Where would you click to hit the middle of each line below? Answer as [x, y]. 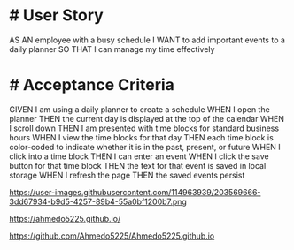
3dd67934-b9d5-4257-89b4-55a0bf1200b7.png [98, 201]
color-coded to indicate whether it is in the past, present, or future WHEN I [145, 147]
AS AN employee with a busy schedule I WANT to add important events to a [147, 40]
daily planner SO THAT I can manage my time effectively [112, 49]
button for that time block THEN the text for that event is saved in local [138, 165]
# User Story [56, 15]
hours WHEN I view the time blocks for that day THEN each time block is [142, 137]
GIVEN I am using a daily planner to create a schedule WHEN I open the [139, 109]
